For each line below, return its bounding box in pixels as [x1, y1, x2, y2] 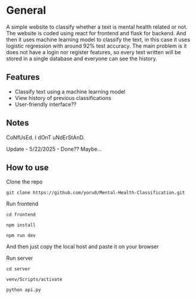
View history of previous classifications [14, 94, 111, 101]
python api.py [6, 287, 42, 293]
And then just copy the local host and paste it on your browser [6, 243, 159, 250]
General [6, 4, 46, 17]
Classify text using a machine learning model [14, 88, 126, 95]
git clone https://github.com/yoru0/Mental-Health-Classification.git [6, 190, 185, 196]
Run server [6, 254, 33, 262]
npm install [6, 222, 36, 228]
